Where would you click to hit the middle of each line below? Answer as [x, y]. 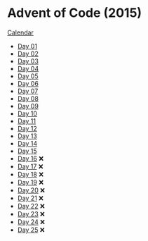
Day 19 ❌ [31, 182]
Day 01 [27, 46]
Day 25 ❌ [31, 230]
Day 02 [28, 54]
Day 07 [28, 91]
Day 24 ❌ [31, 222]
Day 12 [27, 128]
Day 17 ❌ [30, 166]
